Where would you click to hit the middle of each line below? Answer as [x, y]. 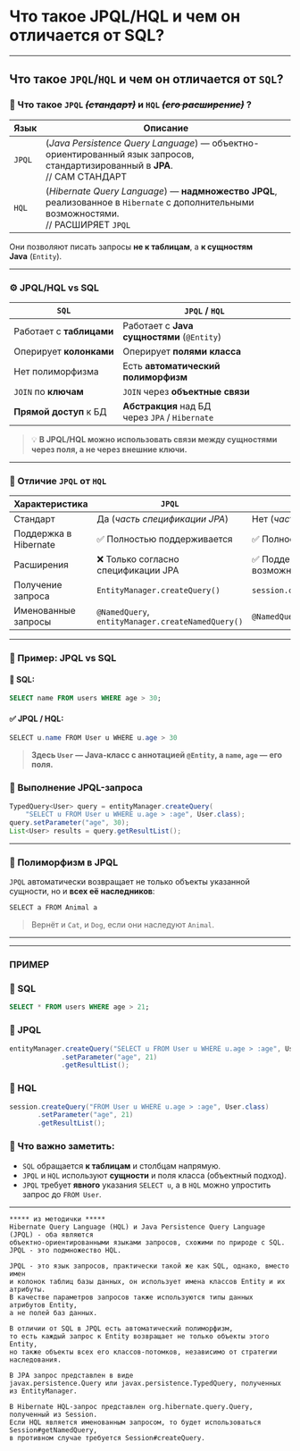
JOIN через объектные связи [186, 391]
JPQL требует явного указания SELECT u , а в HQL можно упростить [146, 1185]
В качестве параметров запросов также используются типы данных [131, 1297]
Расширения [41, 565]
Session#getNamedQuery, [54, 1430]
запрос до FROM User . [62, 1194]
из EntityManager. [43, 1391]
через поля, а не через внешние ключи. [109, 449]
